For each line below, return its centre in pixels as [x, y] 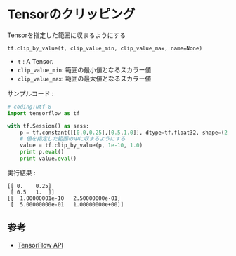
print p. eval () [42, 152]
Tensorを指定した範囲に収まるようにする [67, 35]
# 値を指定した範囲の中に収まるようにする [73, 139]
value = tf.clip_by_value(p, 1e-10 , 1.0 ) [81, 146]
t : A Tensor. [35, 61]
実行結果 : [21, 173]
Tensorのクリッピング [71, 14]
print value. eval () [48, 159]
